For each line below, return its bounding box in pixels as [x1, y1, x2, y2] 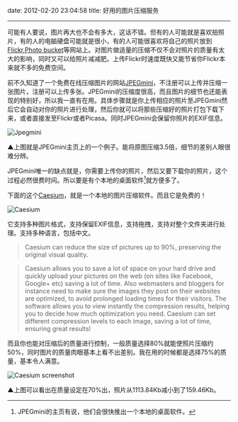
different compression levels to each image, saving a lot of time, [24, 316, 212, 325]
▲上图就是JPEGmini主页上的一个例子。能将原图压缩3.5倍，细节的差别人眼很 [7, 143, 231, 151]
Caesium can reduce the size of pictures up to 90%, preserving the [24, 243, 222, 251]
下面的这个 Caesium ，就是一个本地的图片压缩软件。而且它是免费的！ [7, 191, 207, 199]
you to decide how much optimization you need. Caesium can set [24, 309, 216, 318]
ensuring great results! [24, 324, 91, 333]
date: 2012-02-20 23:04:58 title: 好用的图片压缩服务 [7, 6, 159, 14]
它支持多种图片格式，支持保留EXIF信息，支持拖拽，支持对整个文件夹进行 [7, 219, 220, 228]
